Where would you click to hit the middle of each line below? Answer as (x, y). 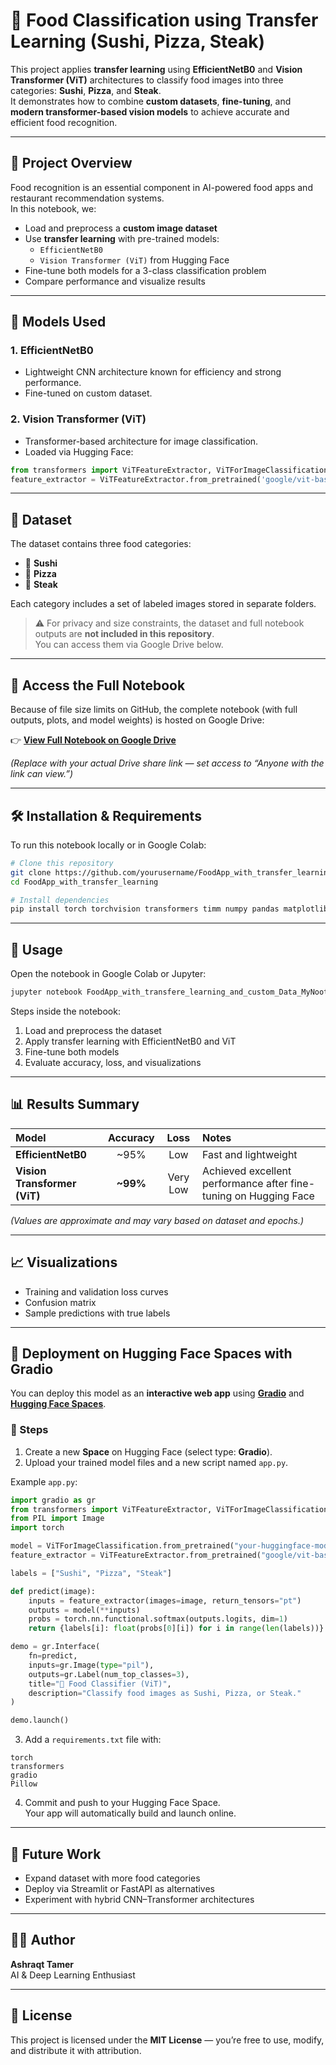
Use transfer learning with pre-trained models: (122, 238)
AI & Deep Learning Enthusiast (73, 1975)
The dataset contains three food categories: (101, 544)
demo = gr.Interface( (55, 1647)
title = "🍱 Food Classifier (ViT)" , (100, 1684)
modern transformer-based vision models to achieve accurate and (150, 111)
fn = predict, (53, 1656)
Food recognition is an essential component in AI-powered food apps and (161, 187)
